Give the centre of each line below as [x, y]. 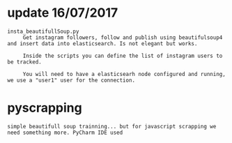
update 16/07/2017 [63, 13]
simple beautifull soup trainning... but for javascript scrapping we [112, 126]
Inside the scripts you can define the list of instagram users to [123, 56]
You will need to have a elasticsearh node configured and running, [124, 74]
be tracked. [24, 62]
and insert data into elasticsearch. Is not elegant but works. [102, 43]
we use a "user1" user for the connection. [71, 80]
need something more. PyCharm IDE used [65, 133]
